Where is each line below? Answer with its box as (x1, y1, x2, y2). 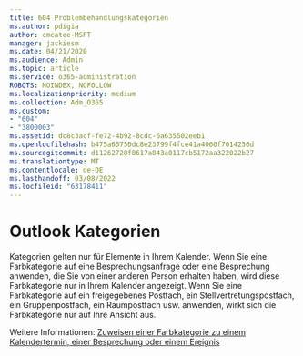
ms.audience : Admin (9, 55, 84, 64)
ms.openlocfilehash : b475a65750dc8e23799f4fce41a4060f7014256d (9, 140, 255, 149)
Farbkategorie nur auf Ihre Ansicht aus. (9, 310, 157, 321)
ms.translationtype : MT (9, 156, 100, 166)
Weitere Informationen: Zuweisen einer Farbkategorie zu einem (9, 327, 247, 338)
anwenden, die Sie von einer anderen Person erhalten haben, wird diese (9, 271, 280, 282)
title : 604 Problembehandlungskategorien (9, 13, 169, 23)
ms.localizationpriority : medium (9, 89, 136, 98)
